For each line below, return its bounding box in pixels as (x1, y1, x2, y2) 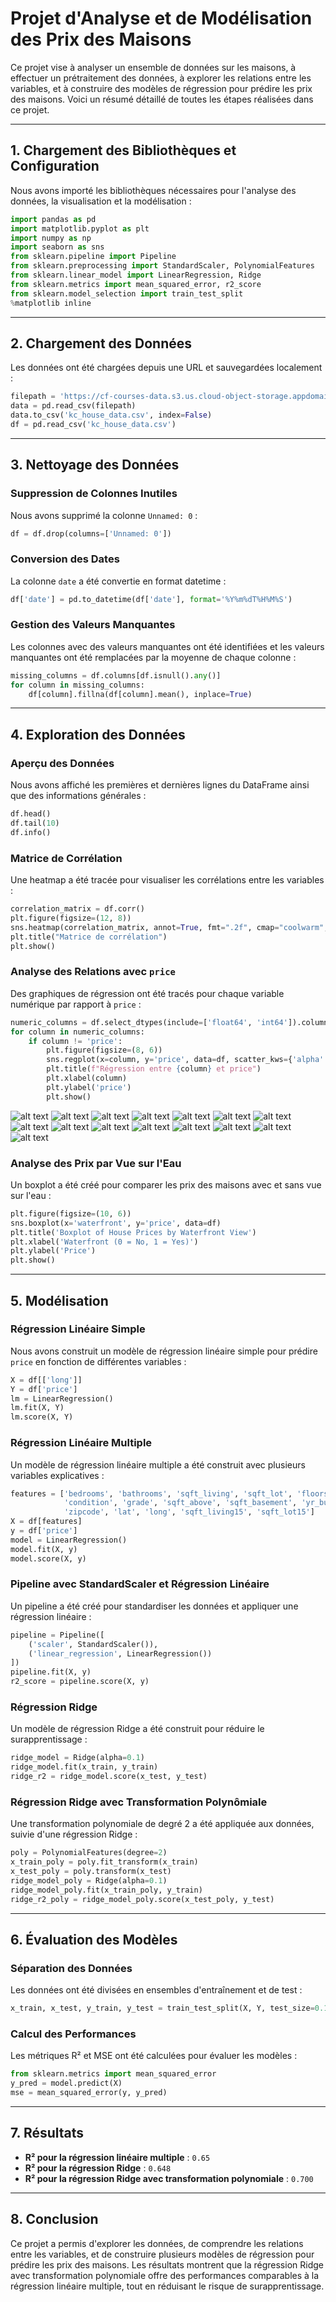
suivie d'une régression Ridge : (10, 1828, 138, 1841)
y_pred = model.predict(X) (10, 2078, 123, 2089)
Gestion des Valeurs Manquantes (10, 618, 176, 632)
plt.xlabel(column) (46, 1073, 128, 1083)
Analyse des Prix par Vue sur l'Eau (10, 1156, 182, 1170)
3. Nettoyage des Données (10, 457, 180, 474)
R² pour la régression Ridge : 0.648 (24, 2162, 172, 2174)
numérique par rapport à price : (10, 998, 142, 1010)
